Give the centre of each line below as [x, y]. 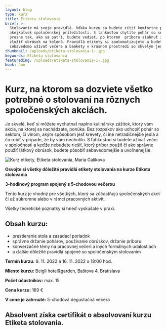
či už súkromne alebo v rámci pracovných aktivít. [55, 199]
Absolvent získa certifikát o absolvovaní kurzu [78, 315]
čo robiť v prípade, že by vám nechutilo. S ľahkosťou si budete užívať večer [82, 140]
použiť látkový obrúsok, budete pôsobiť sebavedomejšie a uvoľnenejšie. [78, 150]
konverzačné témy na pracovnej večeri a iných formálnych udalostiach [84, 246]
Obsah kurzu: [26, 224]
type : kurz [16, 14]
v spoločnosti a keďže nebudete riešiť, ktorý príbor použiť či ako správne [79, 145]
